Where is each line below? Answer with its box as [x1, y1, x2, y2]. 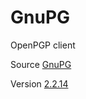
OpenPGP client [10, 39, 76, 51]
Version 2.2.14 [10, 77, 69, 90]
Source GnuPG [10, 58, 72, 70]
